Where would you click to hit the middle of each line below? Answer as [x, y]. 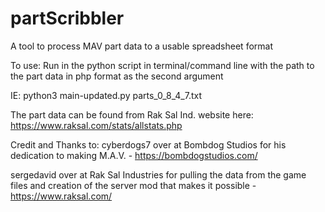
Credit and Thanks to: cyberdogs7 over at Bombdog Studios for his [148, 144]
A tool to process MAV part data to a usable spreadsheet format [141, 46]
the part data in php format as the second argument [117, 76]
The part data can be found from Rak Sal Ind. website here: [132, 114]
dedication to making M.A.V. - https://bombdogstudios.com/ [134, 155]
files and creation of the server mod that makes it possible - [133, 185]
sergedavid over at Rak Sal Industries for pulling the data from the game [158, 174]
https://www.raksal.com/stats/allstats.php [96, 125]
